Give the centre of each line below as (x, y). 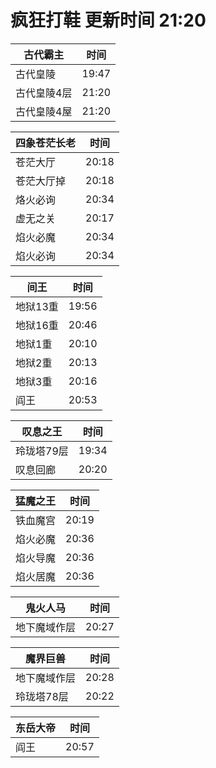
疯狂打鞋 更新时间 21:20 (108, 20)
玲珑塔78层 (42, 696)
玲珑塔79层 (42, 451)
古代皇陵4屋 (44, 111)
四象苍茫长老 (46, 143)
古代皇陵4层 (44, 93)
